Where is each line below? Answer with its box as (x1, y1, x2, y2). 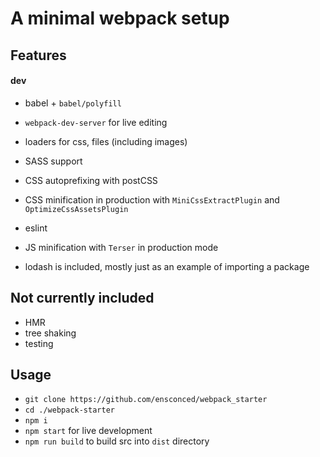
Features (10, 47, 67, 64)
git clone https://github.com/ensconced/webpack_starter (24, 395, 268, 405)
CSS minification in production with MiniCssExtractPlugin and (24, 193, 280, 206)
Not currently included (10, 290, 155, 307)
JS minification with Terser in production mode (24, 241, 219, 253)
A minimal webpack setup (10, 7, 230, 30)
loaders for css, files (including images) (24, 135, 188, 147)
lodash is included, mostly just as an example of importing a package (24, 260, 310, 272)
